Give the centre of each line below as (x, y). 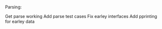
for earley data (20, 22)
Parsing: (13, 7)
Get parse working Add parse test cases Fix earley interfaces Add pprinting (81, 16)
